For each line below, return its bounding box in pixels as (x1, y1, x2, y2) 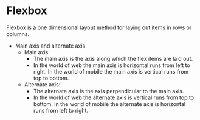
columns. (6, 30, 30, 37)
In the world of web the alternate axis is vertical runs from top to (33, 94, 195, 101)
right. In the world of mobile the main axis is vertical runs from (33, 68, 189, 75)
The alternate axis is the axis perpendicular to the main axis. (33, 87, 184, 94)
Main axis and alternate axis (15, 42, 86, 49)
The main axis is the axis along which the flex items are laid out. (33, 55, 193, 62)
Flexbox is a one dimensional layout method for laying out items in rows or (6, 24, 192, 31)
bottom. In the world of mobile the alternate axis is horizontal (33, 100, 186, 107)
